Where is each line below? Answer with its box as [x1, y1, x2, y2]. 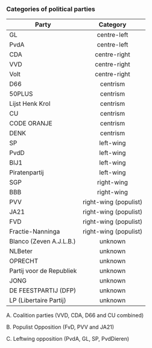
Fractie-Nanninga [9, 228, 60, 236]
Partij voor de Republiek [9, 267, 77, 275]
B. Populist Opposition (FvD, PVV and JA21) [6, 323, 115, 331]
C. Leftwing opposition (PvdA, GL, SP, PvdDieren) [6, 335, 130, 343]
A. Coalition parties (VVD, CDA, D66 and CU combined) [6, 312, 144, 319]
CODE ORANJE [9, 119, 52, 128]
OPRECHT [9, 257, 39, 265]
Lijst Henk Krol [9, 99, 51, 108]
